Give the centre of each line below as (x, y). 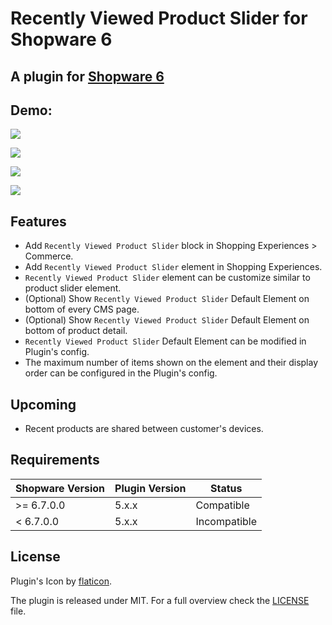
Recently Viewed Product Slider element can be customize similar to (167, 278)
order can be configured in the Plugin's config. (121, 373)
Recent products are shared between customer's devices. (144, 429)
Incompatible (226, 521)
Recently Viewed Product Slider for (159, 18)
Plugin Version (150, 488)
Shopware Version (60, 488)
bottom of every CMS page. (82, 309)
